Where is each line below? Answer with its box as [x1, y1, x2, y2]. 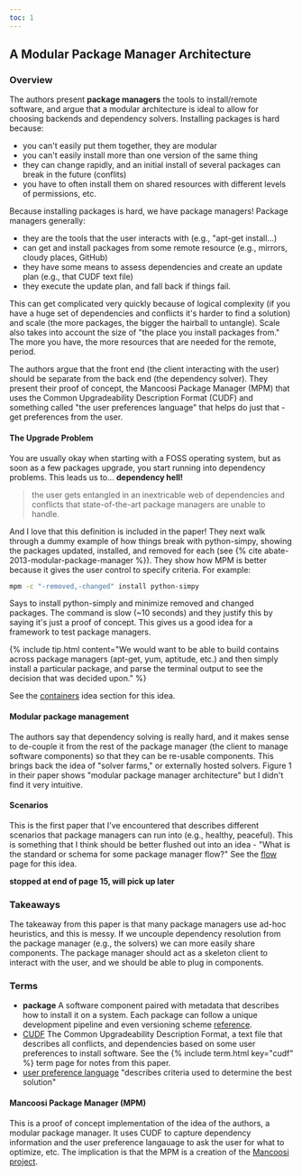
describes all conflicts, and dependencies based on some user [22, 1039, 256, 1050]
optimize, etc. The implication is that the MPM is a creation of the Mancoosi [9, 1146, 290, 1157]
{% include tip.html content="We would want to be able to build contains [9, 644, 279, 655]
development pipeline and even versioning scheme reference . [22, 1019, 252, 1030]
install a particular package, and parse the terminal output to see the [9, 663, 263, 674]
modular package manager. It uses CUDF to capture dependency [9, 1127, 252, 1138]
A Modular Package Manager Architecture [9, 47, 252, 62]
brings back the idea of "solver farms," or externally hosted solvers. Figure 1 [9, 760, 292, 771]
